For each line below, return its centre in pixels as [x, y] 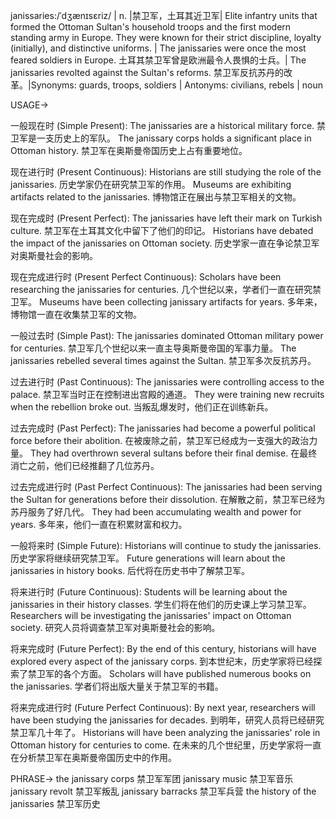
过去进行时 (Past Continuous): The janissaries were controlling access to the [167, 382]
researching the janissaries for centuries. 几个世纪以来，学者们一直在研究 [161, 289]
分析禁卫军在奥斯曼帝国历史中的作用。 [97, 757]
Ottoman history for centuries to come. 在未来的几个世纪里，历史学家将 [157, 745]
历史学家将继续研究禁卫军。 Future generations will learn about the [148, 558]
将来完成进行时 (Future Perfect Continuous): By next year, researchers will [163, 707]
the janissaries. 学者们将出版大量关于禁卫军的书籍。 [117, 686]
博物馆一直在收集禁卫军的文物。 [76, 314]
